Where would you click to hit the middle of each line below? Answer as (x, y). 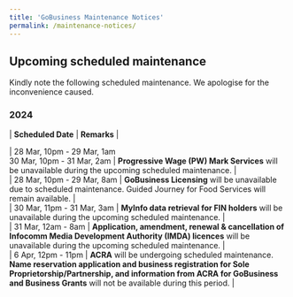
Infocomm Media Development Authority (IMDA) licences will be (130, 236)
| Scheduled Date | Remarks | (64, 134)
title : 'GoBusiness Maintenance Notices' (87, 17)
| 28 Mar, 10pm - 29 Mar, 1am (63, 151)
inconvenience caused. (52, 92)
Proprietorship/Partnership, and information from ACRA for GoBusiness (144, 273)
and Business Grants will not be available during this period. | (122, 283)
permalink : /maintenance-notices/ (73, 26)
